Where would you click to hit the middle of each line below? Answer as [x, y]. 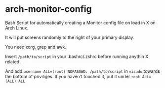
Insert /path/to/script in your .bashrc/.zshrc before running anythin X [77, 56]
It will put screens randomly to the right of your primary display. [70, 37]
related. [13, 61]
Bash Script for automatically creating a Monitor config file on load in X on [80, 23]
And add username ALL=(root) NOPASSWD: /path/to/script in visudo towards [82, 71]
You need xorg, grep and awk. [36, 47]
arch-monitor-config [49, 9]
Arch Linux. [17, 28]
